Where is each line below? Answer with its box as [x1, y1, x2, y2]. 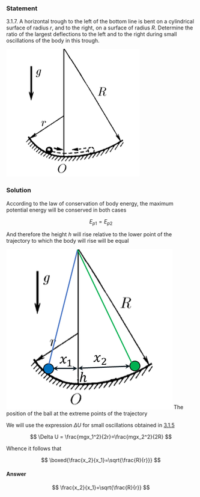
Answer [6, 470, 26, 477]
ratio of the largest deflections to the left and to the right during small [6, 31, 177, 38]
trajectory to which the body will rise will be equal [6, 237, 129, 245]
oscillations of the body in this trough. [6, 37, 100, 44]
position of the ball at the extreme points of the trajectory [6, 410, 148, 417]
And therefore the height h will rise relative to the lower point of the [6, 231, 172, 238]
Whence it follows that [6, 445, 62, 452]
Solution [6, 186, 32, 195]
